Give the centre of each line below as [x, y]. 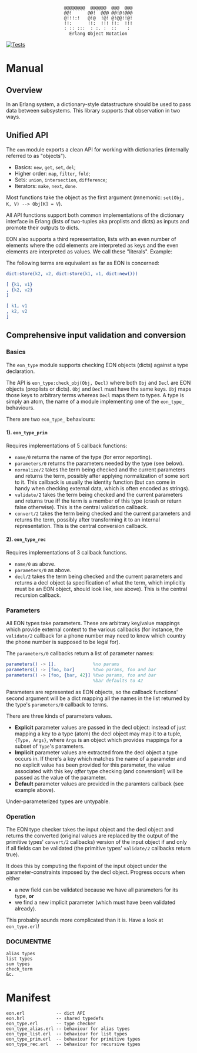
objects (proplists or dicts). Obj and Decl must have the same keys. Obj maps [99, 389]
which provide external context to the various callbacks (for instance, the [95, 629]
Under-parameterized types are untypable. [58, 801]
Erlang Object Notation [98, 34]
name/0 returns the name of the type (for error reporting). [83, 457]
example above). [35, 790]
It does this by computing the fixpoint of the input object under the [87, 866]
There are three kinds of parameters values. [59, 716]
